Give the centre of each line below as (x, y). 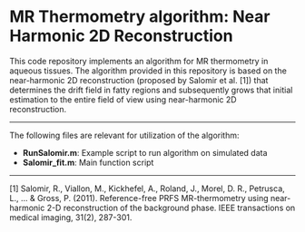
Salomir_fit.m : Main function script (88, 162)
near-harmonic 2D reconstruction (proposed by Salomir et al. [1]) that (139, 80)
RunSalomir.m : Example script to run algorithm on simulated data (145, 152)
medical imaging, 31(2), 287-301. (71, 217)
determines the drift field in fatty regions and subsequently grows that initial (151, 90)
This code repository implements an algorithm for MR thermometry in (139, 61)
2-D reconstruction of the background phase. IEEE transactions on (171, 208)
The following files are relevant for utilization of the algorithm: (124, 135)
